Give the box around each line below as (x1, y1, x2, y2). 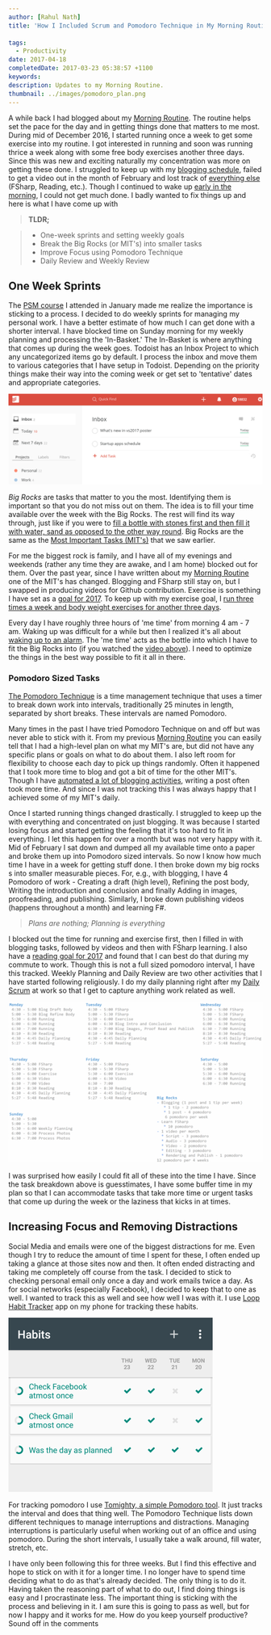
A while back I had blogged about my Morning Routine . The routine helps (8, 113, 252, 123)
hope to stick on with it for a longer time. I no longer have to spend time (8, 1567, 246, 1577)
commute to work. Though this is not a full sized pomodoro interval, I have (8, 960, 256, 969)
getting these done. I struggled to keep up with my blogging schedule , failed (8, 164, 262, 174)
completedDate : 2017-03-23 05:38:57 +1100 (8, 65, 153, 73)
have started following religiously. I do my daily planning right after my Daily (8, 977, 260, 986)
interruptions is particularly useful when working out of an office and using (8, 1525, 256, 1535)
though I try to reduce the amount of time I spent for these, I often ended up (8, 1250, 261, 1259)
